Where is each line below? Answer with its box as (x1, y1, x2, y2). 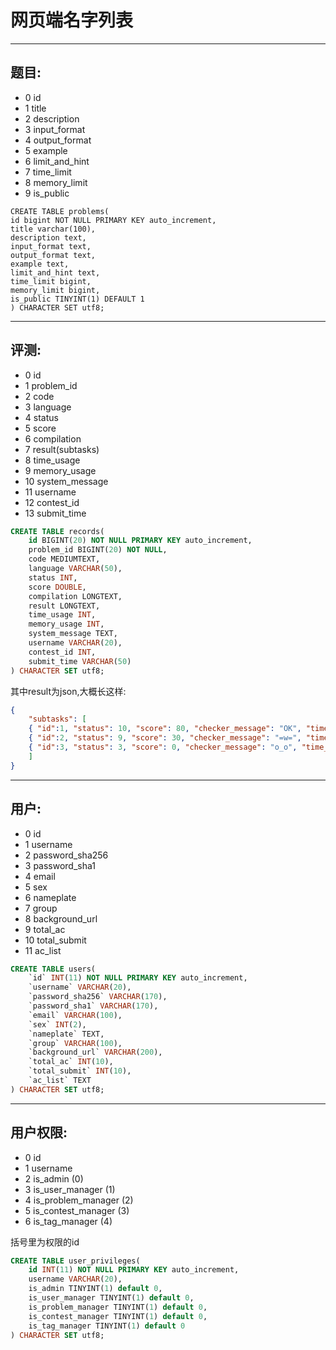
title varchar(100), (10, 224, 97, 234)
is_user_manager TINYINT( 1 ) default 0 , (28, 1293, 195, 1303)
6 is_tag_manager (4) (24, 1215, 113, 1227)
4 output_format (24, 134, 92, 146)
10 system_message (24, 475, 109, 487)
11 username (24, 486, 77, 498)
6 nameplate (24, 891, 77, 903)
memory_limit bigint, (10, 285, 101, 295)
